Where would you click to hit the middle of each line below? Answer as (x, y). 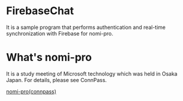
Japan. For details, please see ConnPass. (57, 80)
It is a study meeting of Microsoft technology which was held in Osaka (92, 74)
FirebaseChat (40, 11)
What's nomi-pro (49, 58)
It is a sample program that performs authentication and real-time (86, 27)
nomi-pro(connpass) (31, 91)
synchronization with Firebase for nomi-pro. (60, 33)
